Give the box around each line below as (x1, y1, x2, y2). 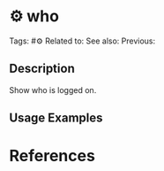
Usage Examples (9, 111, 103, 126)
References (9, 146, 95, 166)
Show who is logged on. (9, 84, 97, 95)
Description (9, 61, 75, 76)
